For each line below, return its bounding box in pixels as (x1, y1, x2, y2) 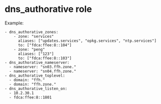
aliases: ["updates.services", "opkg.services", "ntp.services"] (17, 38, 157, 43)
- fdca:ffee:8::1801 (9, 95, 52, 100)
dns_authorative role (4, 3, 92, 15)
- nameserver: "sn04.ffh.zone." (9, 69, 77, 74)
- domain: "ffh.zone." (9, 82, 56, 87)
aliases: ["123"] (17, 51, 54, 56)
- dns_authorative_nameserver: (4, 60, 70, 65)
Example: (4, 20, 24, 26)
